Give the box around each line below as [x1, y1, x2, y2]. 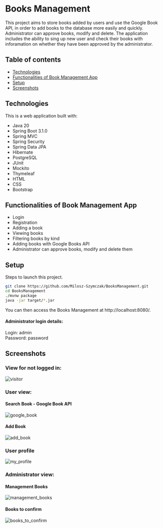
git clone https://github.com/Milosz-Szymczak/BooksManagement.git [5, 284, 149, 289]
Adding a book [12, 225, 43, 231]
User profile [5, 447, 35, 454]
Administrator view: [5, 471, 54, 478]
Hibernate [12, 149, 33, 155]
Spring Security [12, 139, 45, 145]
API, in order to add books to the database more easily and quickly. [5, 25, 143, 31]
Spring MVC [12, 133, 38, 139]
